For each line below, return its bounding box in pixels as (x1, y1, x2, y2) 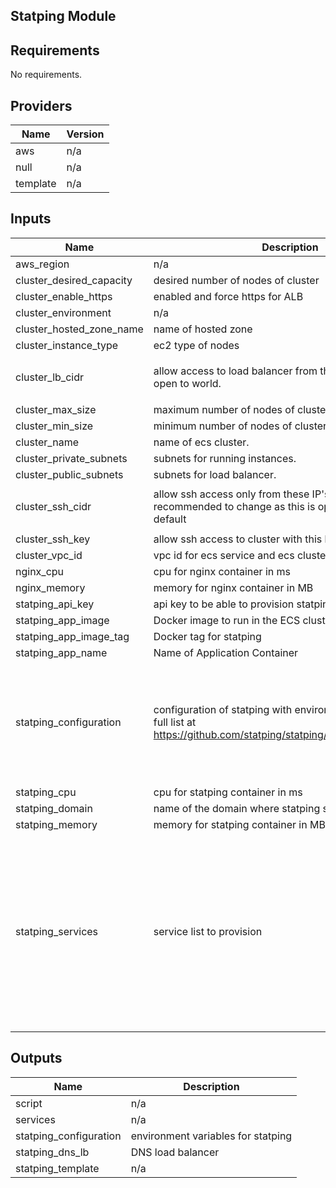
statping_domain (15, 801, 93, 815)
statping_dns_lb (15, 1145, 90, 1159)
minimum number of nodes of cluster (153, 419, 328, 433)
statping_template (15, 1161, 100, 1175)
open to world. (153, 377, 222, 391)
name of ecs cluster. (153, 435, 250, 449)
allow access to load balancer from (153, 364, 318, 378)
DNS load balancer (130, 1145, 220, 1159)
